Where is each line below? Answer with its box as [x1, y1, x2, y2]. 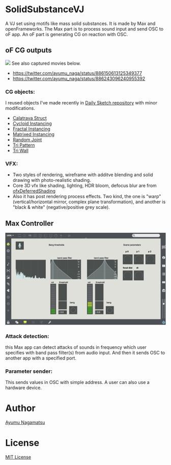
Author [5, 402, 36, 414]
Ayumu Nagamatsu [5, 419, 45, 426]
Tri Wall [12, 148, 29, 154]
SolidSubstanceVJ [5, 4, 84, 15]
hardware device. [5, 385, 42, 391]
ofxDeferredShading [12, 188, 56, 194]
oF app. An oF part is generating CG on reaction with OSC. [5, 31, 128, 37]
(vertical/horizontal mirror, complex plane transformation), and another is [12, 199, 166, 205]
